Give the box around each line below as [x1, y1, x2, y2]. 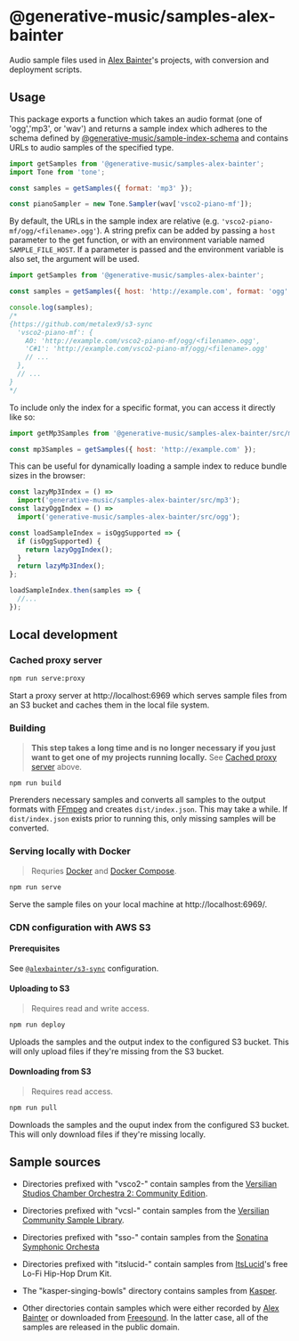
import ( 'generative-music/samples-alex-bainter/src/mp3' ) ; [17, 496, 241, 505]
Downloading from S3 [9, 1067, 92, 1077]
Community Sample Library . [21, 1214, 125, 1225]
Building [9, 722, 46, 734]
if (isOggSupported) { [17, 536, 101, 545]
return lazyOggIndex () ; [25, 545, 114, 554]
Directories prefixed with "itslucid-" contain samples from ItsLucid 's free [21, 1258, 288, 1269]
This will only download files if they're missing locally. [9, 1129, 206, 1140]
